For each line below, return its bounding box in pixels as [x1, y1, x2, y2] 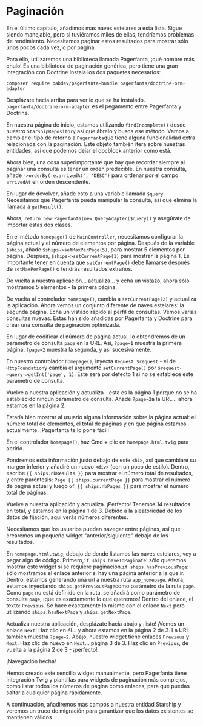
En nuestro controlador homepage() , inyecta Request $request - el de [6, 357, 176, 365]
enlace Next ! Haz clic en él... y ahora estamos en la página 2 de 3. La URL [6, 626, 190, 634]
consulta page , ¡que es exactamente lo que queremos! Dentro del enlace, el [6, 595, 194, 602]
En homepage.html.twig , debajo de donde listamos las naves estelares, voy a [6, 550, 196, 557]
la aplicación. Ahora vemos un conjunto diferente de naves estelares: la [6, 301, 185, 309]
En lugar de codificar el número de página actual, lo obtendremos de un [6, 333, 186, 340]
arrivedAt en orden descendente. [6, 178, 91, 185]
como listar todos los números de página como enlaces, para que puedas [6, 682, 190, 689]
